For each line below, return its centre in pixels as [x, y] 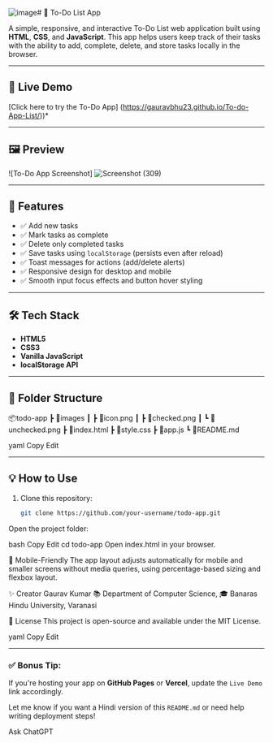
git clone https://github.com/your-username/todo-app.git [120, 513]
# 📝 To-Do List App [69, 13]
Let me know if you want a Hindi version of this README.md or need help [127, 707]
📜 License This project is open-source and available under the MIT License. [135, 620]
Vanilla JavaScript [52, 356]
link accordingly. [36, 692]
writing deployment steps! [52, 716]
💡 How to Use [43, 479]
